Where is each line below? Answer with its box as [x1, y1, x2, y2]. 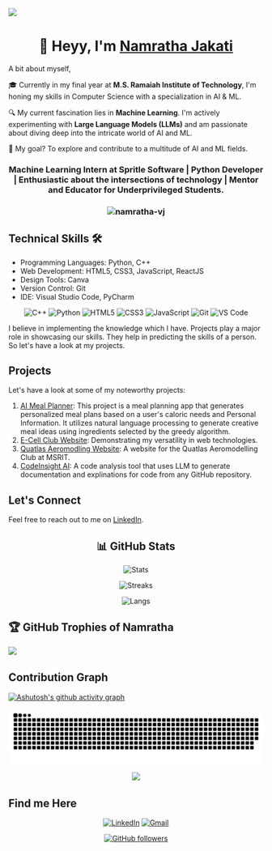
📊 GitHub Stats [96, 539, 176, 553]
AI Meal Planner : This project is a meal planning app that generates [19, 401, 244, 411]
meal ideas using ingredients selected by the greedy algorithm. [19, 427, 231, 436]
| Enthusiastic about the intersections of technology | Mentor [13, 174, 259, 185]
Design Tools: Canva [19, 274, 89, 284]
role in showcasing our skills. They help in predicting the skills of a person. [8, 332, 257, 342]
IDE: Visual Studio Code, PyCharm [19, 291, 135, 301]
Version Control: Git [19, 283, 87, 293]
